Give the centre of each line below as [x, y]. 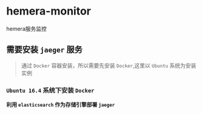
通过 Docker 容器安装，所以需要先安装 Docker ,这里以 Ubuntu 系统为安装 [109, 65]
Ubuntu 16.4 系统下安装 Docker [50, 90]
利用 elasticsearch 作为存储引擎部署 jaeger [61, 105]
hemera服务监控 [26, 29]
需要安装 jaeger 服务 [45, 50]
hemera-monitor [49, 11]
